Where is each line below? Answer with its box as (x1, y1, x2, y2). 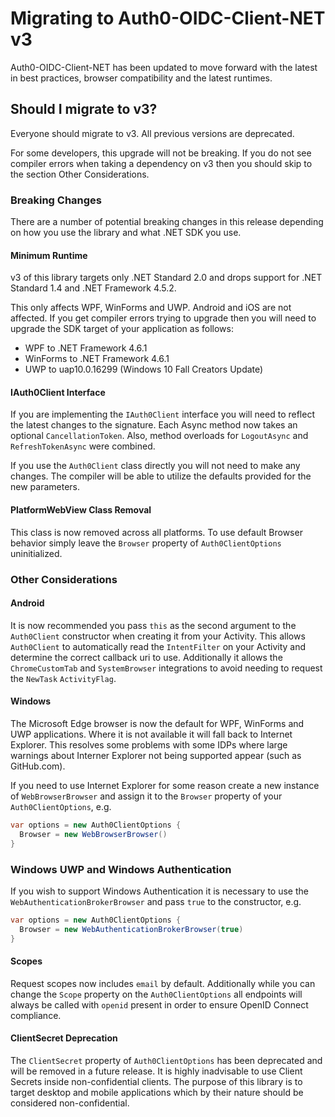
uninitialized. (10, 547, 63, 559)
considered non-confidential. (10, 1097, 130, 1109)
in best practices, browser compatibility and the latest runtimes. (10, 72, 273, 84)
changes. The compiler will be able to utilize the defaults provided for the (10, 470, 312, 482)
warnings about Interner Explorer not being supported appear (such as (10, 749, 302, 761)
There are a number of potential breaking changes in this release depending (10, 216, 324, 228)
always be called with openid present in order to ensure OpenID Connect (10, 998, 309, 1011)
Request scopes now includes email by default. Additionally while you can (10, 977, 316, 989)
